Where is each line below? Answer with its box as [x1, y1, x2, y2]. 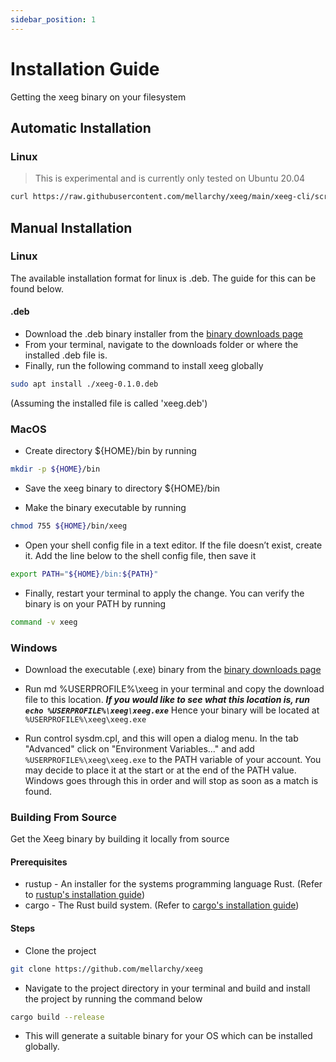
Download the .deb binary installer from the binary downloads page [24, 328, 304, 340]
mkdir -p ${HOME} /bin [10, 464, 101, 475]
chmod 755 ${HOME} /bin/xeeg [10, 521, 128, 531]
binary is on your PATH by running [24, 597, 167, 610]
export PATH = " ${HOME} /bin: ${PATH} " [10, 569, 159, 579]
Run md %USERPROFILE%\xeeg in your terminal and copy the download [24, 682, 325, 695]
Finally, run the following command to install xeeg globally [24, 360, 264, 372]
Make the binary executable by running [24, 502, 187, 514]
